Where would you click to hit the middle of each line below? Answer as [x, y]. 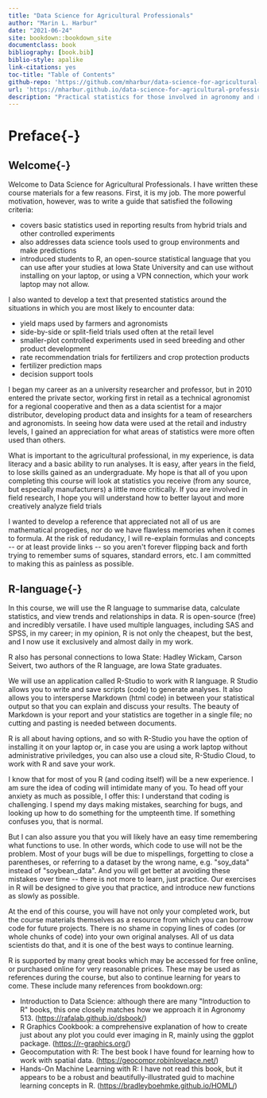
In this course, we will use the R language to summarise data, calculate [124, 608]
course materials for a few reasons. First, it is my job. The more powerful [127, 193]
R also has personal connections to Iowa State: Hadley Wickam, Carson [125, 657]
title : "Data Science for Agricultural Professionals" [101, 15]
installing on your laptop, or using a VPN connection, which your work [134, 276]
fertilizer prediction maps [61, 365]
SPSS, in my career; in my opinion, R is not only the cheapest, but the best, [131, 633]
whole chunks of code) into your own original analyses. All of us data [121, 937]
